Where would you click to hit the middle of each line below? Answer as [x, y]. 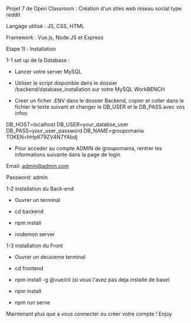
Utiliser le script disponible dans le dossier [66, 83]
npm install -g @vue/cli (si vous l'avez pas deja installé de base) [92, 280]
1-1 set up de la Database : [38, 60]
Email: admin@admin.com [38, 166]
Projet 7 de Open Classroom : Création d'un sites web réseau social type [94, 9]
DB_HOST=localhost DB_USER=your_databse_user [67, 125]
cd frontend [29, 268]
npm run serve [32, 302]
